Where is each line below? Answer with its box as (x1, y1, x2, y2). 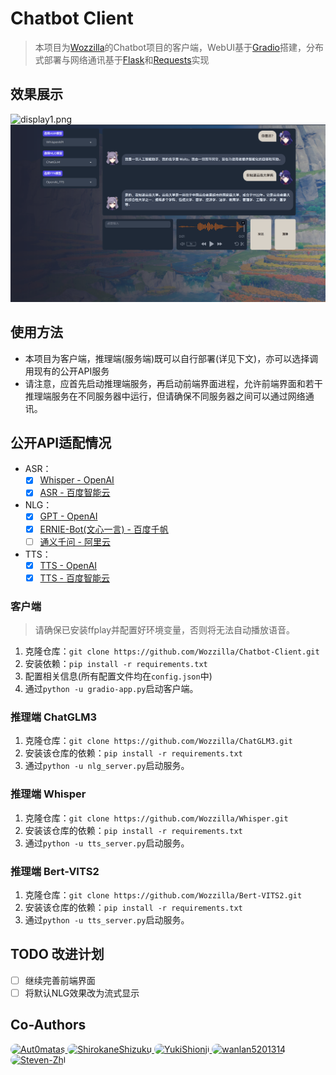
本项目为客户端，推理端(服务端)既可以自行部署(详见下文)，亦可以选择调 (24, 352, 319, 364)
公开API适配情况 (10, 434, 112, 451)
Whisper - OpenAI (39, 474, 115, 486)
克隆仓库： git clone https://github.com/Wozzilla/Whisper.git (24, 812, 289, 824)
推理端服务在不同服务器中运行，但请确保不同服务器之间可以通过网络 (24, 390, 306, 402)
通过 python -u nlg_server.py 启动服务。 (24, 760, 190, 772)
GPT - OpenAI (39, 510, 98, 522)
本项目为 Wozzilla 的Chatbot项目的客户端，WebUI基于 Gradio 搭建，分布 (34, 41, 325, 53)
